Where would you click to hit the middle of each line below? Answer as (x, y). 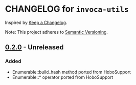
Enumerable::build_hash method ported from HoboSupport (71, 72)
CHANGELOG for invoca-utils (67, 9)
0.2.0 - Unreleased (34, 47)
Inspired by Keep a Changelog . (36, 22)
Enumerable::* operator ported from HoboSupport (63, 77)
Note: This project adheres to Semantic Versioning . (57, 32)
